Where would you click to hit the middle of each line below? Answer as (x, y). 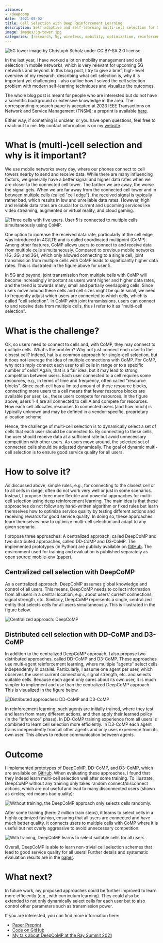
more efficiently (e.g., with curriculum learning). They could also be (72, 896)
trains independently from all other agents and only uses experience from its (81, 730)
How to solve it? (38, 472)
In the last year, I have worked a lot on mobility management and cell (73, 60)
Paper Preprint (26, 925)
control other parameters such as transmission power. (59, 906)
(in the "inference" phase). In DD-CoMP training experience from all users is (81, 719)
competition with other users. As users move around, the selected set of (77, 442)
